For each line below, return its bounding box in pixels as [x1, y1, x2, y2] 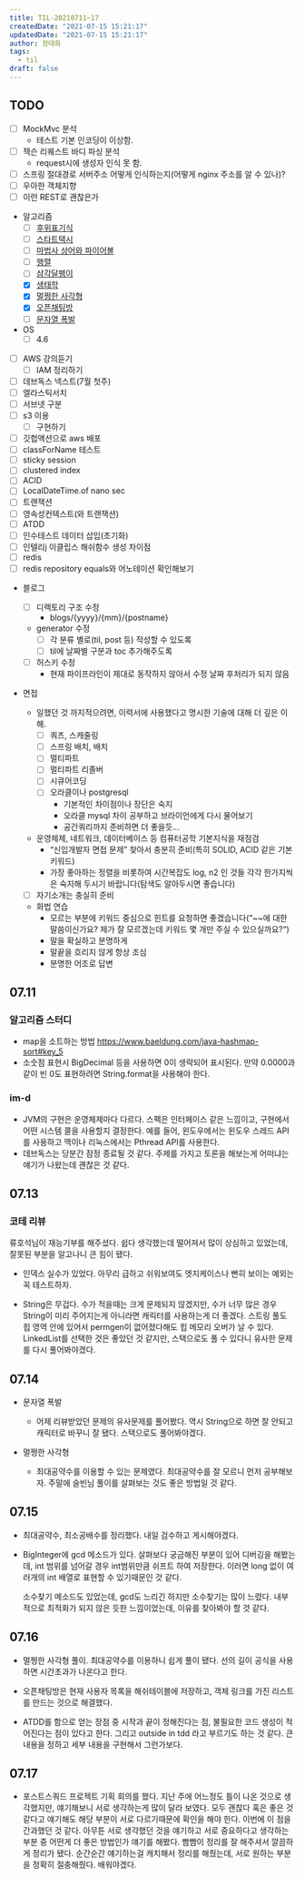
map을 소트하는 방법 [22, 1036, 95, 1047]
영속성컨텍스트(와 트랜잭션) [22, 508, 120, 519]
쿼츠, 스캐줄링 [49, 730, 99, 741]
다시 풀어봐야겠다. [32, 1345, 96, 1355]
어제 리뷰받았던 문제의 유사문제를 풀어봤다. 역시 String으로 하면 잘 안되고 [35, 1416, 293, 1427]
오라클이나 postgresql [49, 787, 129, 797]
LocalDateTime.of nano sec [22, 485, 125, 496]
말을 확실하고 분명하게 [49, 935, 129, 946]
